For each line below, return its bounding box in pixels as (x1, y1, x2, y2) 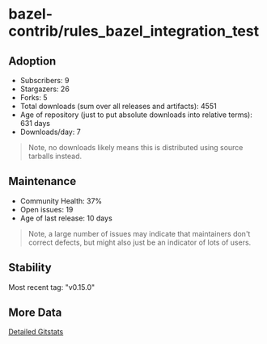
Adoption (8, 54, 57, 68)
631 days (19, 119, 51, 128)
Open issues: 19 (19, 204, 74, 214)
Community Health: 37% (19, 195, 103, 206)
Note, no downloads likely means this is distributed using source (28, 143, 244, 152)
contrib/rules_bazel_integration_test (8, 22, 260, 40)
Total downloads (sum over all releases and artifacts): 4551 (19, 102, 217, 111)
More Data (8, 306, 62, 320)
